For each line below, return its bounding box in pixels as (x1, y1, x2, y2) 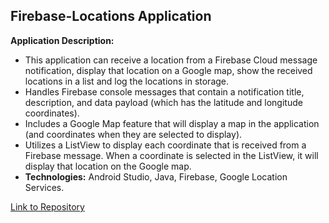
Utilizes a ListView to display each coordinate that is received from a (24, 139, 307, 151)
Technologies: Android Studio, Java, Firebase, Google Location (24, 170, 288, 183)
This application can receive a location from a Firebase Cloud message (24, 54, 318, 66)
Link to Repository (10, 200, 85, 213)
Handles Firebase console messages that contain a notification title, (24, 85, 305, 98)
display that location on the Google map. (24, 160, 192, 172)
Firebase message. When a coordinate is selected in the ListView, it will (24, 149, 319, 161)
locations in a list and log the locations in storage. (24, 75, 230, 87)
